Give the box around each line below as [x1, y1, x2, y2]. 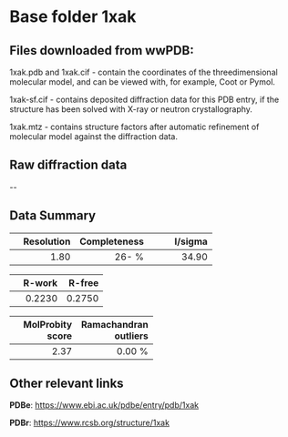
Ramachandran [80, 318, 149, 330]
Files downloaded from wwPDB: [9, 43, 194, 58]
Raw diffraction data [9, 158, 128, 173]
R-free [67, 276, 99, 289]
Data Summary [9, 208, 97, 224]
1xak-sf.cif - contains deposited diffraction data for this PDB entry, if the [9, 94, 280, 105]
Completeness [78, 235, 144, 248]
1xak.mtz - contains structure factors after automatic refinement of [9, 121, 260, 132]
